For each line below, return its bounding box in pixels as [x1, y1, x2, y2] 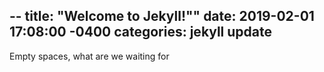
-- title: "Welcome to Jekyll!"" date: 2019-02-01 [9, 8, 315, 25]
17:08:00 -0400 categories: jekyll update [9, 24, 273, 41]
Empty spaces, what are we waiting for [9, 50, 170, 62]
